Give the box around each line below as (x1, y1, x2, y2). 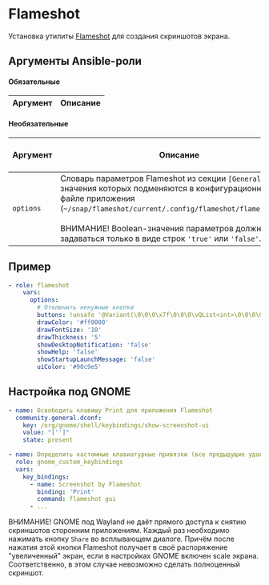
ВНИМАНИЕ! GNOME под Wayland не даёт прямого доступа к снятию (8, 517, 247, 527)
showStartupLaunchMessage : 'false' (37, 355, 156, 364)
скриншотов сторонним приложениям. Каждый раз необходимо (8, 526, 230, 535)
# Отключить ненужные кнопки (37, 303, 134, 312)
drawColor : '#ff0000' (37, 318, 110, 327)
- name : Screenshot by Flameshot (29, 480, 142, 488)
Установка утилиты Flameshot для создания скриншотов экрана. (8, 31, 231, 41)
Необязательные (8, 119, 69, 129)
